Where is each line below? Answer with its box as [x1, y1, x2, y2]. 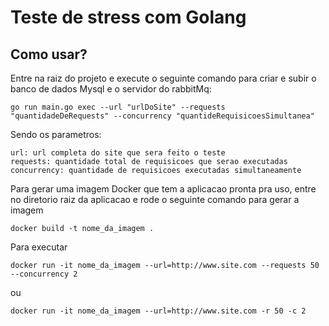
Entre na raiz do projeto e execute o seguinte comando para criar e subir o [10, 72, 317, 84]
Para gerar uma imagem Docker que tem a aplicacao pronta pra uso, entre [10, 183, 317, 195]
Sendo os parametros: [10, 129, 102, 140]
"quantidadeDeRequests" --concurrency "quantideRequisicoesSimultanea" [10, 111, 315, 121]
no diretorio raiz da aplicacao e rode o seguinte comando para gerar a [10, 194, 300, 205]
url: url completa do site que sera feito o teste [10, 148, 226, 158]
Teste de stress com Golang [10, 6, 247, 29]
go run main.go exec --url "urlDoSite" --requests [10, 102, 226, 112]
